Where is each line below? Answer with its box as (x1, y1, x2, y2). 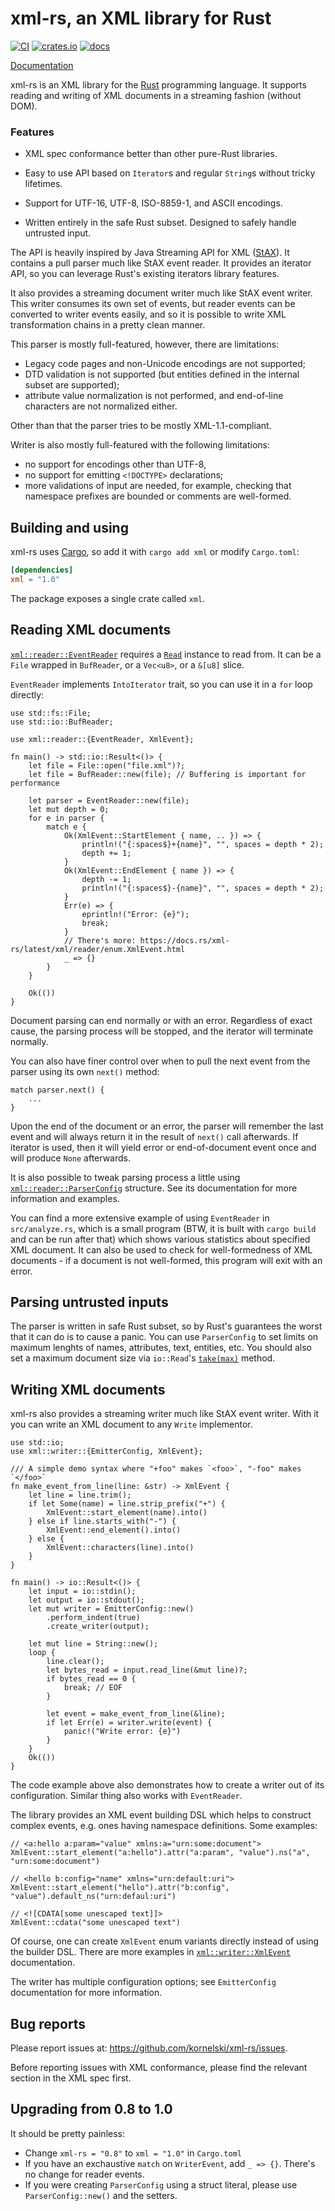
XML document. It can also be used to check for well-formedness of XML (10, 1243, 313, 1256)
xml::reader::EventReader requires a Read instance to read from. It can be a (10, 648, 322, 660)
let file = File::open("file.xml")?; (28, 760, 186, 771)
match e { (46, 822, 87, 832)
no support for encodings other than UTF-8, (24, 458, 207, 471)
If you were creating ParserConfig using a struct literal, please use (24, 2178, 298, 2191)
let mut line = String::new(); (28, 1639, 159, 1649)
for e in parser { (28, 813, 105, 823)
